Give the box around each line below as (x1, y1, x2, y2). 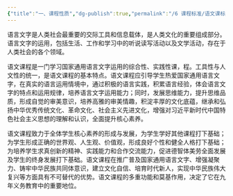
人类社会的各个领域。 (7, 47, 68, 56)
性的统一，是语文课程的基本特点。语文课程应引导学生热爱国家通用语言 (12, 71, 214, 79)
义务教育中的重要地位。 (12, 181, 80, 190)
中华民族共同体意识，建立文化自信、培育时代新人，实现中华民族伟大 (31, 164, 226, 172)
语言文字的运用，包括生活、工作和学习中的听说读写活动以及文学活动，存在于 (7, 39, 226, 47)
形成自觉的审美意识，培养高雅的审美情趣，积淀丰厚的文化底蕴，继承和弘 (19, 97, 226, 105)
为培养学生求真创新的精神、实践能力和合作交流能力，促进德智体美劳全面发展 (7, 147, 226, 155)
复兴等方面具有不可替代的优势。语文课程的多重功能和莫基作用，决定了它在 (7, 172, 220, 181)
